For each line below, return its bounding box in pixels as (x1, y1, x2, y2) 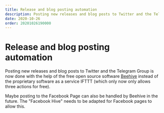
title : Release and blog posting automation (5, 7, 97, 12)
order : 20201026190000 (5, 20, 51, 26)
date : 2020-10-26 (5, 16, 41, 21)
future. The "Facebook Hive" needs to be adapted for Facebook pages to (5, 98, 152, 104)
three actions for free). (5, 84, 50, 90)
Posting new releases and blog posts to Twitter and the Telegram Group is (5, 68, 154, 74)
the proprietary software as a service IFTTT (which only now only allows (5, 78, 151, 84)
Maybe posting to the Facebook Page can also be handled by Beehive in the (5, 93, 158, 99)
